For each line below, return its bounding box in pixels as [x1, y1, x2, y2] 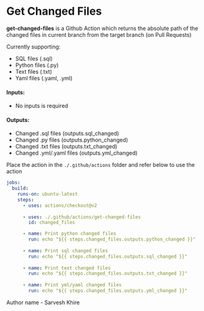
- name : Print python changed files [22, 231, 116, 237]
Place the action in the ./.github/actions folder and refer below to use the [6, 161, 195, 169]
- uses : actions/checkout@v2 [22, 202, 97, 209]
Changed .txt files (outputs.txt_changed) [15, 143, 118, 150]
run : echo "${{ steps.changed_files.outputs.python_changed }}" [28, 236, 196, 243]
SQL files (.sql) [15, 55, 53, 62]
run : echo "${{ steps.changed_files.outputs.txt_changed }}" [28, 271, 188, 277]
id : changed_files [28, 220, 75, 226]
